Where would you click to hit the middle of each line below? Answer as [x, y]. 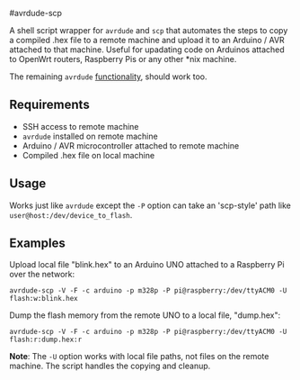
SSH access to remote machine [80, 126]
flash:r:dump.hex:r [46, 340]
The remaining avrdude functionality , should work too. [108, 77]
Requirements [49, 105]
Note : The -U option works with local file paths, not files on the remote [139, 357]
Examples [37, 244]
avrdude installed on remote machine [90, 136]
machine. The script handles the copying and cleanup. [110, 366]
